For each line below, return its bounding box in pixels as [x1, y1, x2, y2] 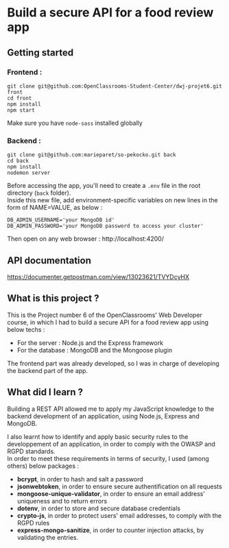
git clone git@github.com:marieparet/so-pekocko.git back [7, 152, 176, 158]
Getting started [7, 47, 74, 58]
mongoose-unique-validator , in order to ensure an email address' [16, 489, 206, 498]
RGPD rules [16, 519, 50, 527]
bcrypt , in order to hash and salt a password [16, 475, 144, 483]
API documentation [7, 254, 91, 266]
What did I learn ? [7, 386, 84, 398]
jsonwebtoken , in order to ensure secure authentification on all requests [16, 482, 223, 490]
